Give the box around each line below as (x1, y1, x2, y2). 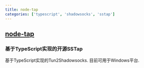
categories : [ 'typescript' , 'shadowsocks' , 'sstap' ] (5, 12, 115, 17)
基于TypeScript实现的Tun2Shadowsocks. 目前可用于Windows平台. (5, 57, 140, 64)
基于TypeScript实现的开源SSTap (5, 45, 83, 52)
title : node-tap (5, 7, 38, 12)
